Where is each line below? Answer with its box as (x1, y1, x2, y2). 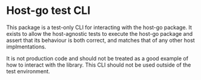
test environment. (6, 67, 50, 75)
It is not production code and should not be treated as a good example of (6, 55, 189, 62)
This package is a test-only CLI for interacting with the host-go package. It (6, 24, 193, 31)
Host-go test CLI (6, 4, 91, 18)
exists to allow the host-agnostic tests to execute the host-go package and (6, 30, 193, 37)
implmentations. (6, 43, 47, 50)
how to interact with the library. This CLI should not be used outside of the (6, 61, 191, 68)
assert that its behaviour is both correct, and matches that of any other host (6, 36, 195, 44)
